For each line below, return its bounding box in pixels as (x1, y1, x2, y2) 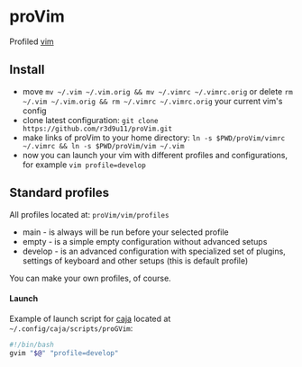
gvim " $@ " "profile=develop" (9, 348, 119, 357)
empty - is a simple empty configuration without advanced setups (22, 236, 268, 246)
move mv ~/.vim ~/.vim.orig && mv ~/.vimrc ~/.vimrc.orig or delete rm (22, 85, 293, 96)
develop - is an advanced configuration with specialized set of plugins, (22, 246, 286, 256)
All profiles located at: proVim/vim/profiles (9, 209, 169, 219)
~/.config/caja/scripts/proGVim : (9, 322, 133, 334)
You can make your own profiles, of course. (9, 273, 171, 283)
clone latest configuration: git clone (22, 114, 159, 125)
